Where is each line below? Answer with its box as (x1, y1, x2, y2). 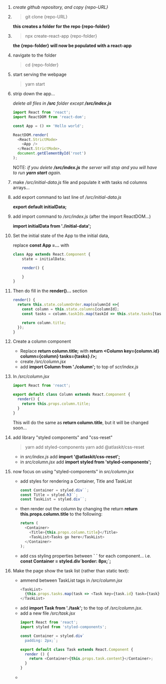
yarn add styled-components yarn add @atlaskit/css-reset (25, 444, 145, 450)
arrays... (12, 185, 30, 190)
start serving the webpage (12, 71, 67, 77)
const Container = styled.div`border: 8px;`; (20, 558, 111, 564)
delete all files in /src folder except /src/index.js (12, 100, 112, 106)
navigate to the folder (12, 52, 57, 58)
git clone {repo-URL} (25, 14, 68, 19)
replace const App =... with (12, 242, 70, 248)
